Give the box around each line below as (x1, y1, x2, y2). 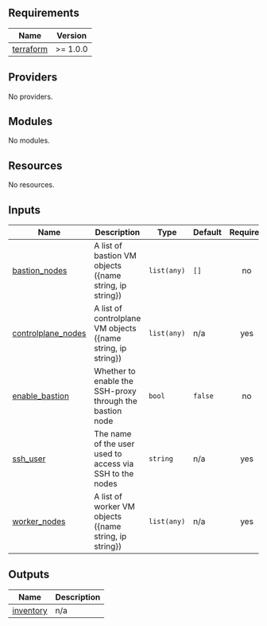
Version (56, 29, 87, 41)
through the (94, 396, 137, 407)
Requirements (8, 6, 79, 20)
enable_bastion (12, 390, 70, 401)
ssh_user (12, 453, 46, 464)
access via (94, 458, 134, 469)
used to (94, 448, 122, 460)
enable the (94, 376, 133, 387)
